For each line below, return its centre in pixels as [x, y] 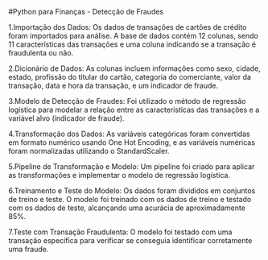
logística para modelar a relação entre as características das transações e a [134, 109]
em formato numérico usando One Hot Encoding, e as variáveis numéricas [132, 142]
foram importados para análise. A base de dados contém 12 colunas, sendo [134, 36]
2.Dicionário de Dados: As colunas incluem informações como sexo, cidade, [135, 68]
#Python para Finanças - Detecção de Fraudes [86, 12]
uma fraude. [29, 249]
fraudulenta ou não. [41, 53]
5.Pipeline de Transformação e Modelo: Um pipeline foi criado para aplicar [132, 167]
